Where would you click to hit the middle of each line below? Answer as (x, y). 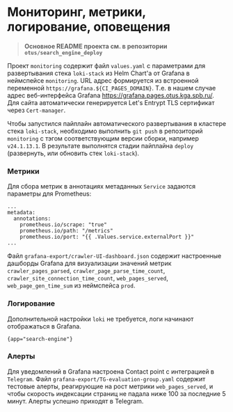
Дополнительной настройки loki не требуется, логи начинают (101, 319)
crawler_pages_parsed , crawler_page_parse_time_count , (86, 271)
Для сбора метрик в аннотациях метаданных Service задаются (102, 187)
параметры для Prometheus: (49, 194)
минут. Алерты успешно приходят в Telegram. (75, 401)
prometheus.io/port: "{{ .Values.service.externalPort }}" (107, 237)
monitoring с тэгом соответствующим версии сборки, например (103, 138)
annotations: (32, 219)
